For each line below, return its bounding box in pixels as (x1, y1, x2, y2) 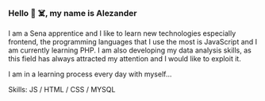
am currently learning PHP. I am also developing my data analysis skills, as (8, 45, 252, 55)
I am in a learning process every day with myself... (8, 69, 172, 79)
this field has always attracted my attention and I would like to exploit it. (8, 54, 242, 64)
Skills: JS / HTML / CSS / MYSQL (8, 85, 116, 95)
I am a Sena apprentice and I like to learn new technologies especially (8, 29, 236, 38)
